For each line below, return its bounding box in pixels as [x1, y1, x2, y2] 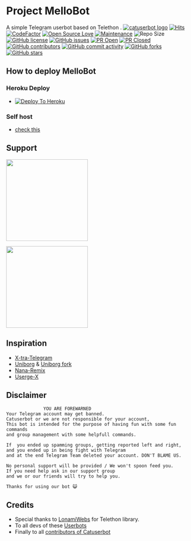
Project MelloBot [6, 4, 90, 18]
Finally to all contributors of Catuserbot [14, 529, 111, 536]
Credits [6, 500, 34, 510]
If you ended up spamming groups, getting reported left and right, [6, 442, 182, 448]
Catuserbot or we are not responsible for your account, [6, 416, 150, 422]
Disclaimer [6, 390, 47, 400]
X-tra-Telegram [14, 354, 53, 361]
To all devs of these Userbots [14, 522, 87, 529]
